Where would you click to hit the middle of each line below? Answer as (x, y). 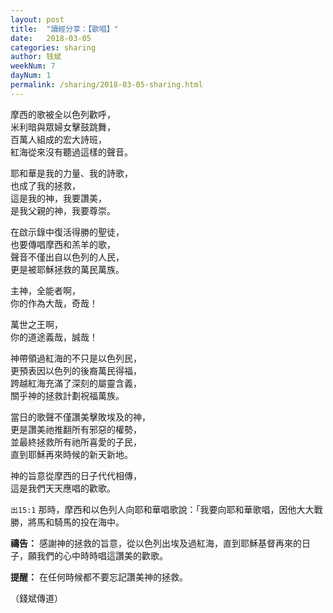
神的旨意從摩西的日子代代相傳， (76, 475)
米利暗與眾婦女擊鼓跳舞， (63, 127)
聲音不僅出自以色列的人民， (67, 257)
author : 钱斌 (36, 57)
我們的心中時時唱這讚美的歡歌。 (102, 555)
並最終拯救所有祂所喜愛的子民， (76, 442)
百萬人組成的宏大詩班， (58, 139)
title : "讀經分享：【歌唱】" (64, 29)
